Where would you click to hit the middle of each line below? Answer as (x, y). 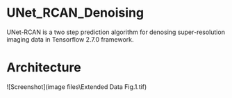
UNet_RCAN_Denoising (75, 13)
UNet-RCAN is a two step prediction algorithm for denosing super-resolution (116, 32)
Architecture (44, 68)
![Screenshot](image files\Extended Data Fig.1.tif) (77, 87)
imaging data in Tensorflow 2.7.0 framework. (70, 39)
